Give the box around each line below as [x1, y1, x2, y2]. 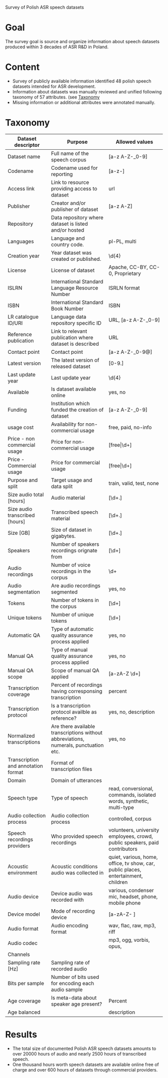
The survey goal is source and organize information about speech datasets [5, 38, 160, 44]
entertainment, [108, 872, 143, 879]
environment [7, 869, 37, 876]
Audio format [7, 925, 38, 932]
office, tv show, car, [108, 859, 155, 866]
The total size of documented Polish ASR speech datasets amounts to [12, 1045, 156, 1051]
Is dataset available [50, 385, 96, 393]
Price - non [7, 435, 35, 442]
